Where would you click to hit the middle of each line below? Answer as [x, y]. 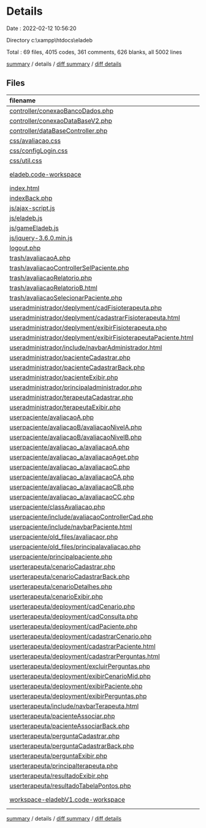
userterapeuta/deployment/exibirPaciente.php [76, 686]
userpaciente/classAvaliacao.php [57, 507]
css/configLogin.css [39, 150]
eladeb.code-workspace [45, 174]
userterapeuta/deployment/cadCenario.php [72, 606]
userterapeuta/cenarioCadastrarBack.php [70, 576]
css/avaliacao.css [35, 140]
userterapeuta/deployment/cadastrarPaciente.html [82, 646]
